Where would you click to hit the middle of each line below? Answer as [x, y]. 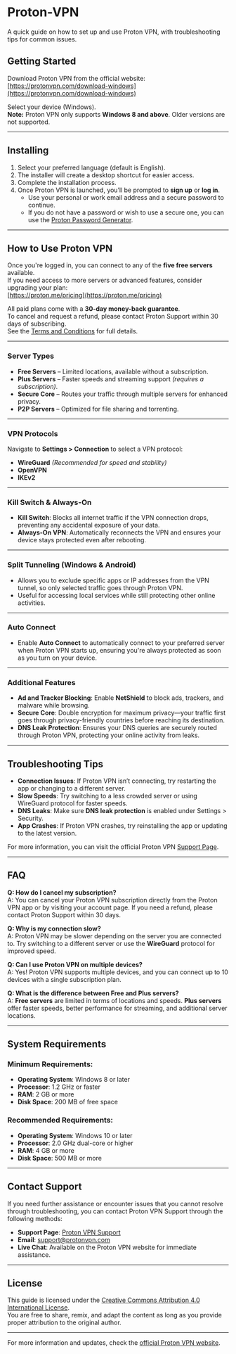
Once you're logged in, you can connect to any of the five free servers [110, 265]
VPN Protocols [33, 433]
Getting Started [42, 62]
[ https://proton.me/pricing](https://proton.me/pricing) [85, 295]
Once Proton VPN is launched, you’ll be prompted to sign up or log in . [118, 190]
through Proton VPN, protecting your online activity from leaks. [109, 735]
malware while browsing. [53, 705]
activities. [31, 603]
